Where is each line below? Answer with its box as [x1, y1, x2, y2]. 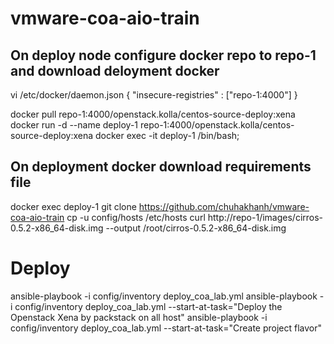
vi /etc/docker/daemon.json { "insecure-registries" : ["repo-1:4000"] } [10, 89, 298, 101]
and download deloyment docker [10, 62, 220, 79]
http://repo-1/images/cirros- [207, 211, 324, 223]
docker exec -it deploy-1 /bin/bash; [94, 130, 240, 141]
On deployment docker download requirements [10, 158, 312, 176]
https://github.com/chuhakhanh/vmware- [138, 200, 310, 212]
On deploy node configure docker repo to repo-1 [10, 47, 317, 64]
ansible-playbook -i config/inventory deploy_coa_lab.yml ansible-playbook [10, 290, 318, 302]
